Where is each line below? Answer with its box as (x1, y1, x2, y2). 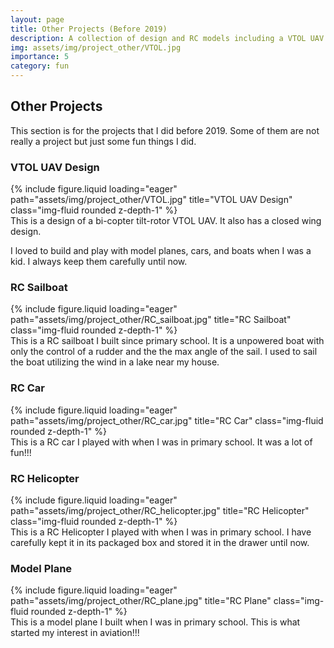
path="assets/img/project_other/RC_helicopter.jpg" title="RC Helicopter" (10, 505, 310, 516)
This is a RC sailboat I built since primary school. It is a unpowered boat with (10, 335, 325, 347)
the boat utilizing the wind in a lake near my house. (10, 356, 220, 368)
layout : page (10, 14, 65, 25)
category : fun (10, 61, 70, 71)
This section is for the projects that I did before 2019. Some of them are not (10, 124, 320, 136)
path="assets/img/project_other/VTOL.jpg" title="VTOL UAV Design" (10, 194, 293, 206)
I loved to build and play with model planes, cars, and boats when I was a (10, 245, 312, 257)
